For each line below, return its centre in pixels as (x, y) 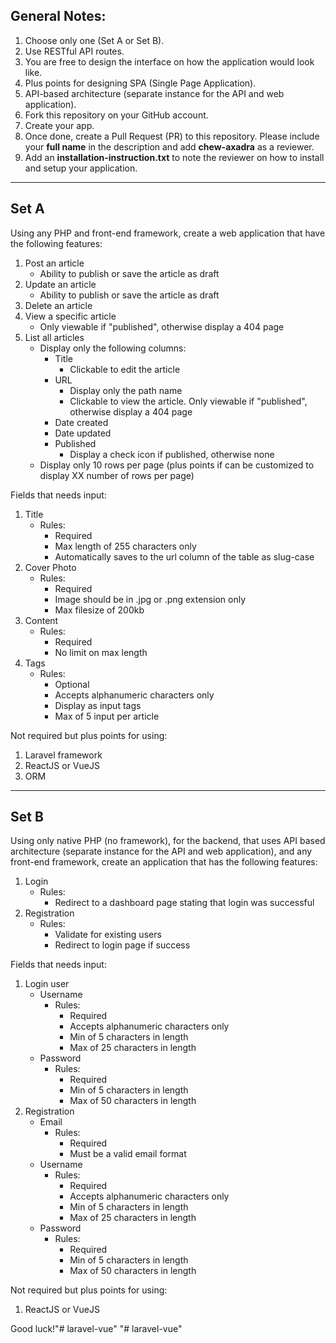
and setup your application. (81, 168)
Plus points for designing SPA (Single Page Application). (140, 83)
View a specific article (70, 316)
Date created (81, 422)
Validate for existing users (108, 935)
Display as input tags (98, 705)
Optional (72, 684)
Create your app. (59, 125)
